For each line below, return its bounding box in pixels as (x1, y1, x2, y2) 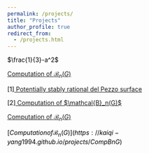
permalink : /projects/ (7, 10, 73, 18)
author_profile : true (7, 23, 71, 30)
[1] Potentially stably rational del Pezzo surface (7, 85, 142, 93)
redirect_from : (7, 29, 52, 37)
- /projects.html (13, 36, 64, 44)
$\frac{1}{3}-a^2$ (7, 55, 59, 64)
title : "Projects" (7, 17, 61, 24)
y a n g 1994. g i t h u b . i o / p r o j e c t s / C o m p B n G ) (7, 138, 122, 146)
